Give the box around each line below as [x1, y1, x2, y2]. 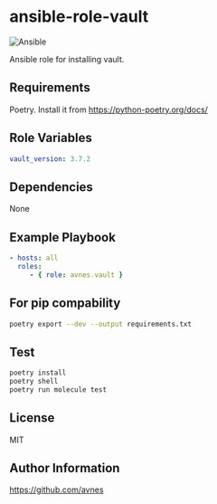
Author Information [9, 461, 120, 476]
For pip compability [9, 296, 121, 311]
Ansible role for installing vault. [9, 53, 125, 64]
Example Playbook [9, 229, 116, 245]
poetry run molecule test [9, 385, 107, 395]
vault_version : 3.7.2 [9, 154, 91, 164]
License [9, 410, 55, 426]
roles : [17, 262, 42, 271]
